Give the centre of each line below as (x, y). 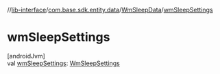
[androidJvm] (26, 56)
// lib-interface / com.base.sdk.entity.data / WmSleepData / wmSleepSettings (110, 10)
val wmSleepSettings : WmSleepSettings (63, 63)
